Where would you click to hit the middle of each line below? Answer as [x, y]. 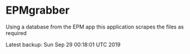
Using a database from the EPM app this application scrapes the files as [95, 27]
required [16, 33]
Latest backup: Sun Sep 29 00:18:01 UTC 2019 [63, 45]
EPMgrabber [38, 10]
